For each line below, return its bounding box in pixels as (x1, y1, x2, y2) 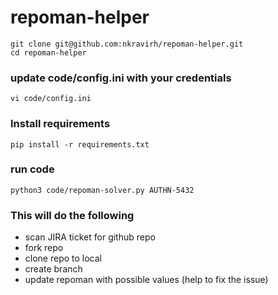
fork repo (24, 242, 64, 254)
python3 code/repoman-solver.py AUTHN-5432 (10, 185, 195, 195)
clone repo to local (24, 252, 103, 265)
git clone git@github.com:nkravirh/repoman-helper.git (10, 39, 244, 49)
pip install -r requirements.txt (10, 139, 150, 150)
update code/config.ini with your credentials (10, 71, 232, 85)
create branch (24, 263, 83, 275)
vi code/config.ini (10, 94, 92, 104)
